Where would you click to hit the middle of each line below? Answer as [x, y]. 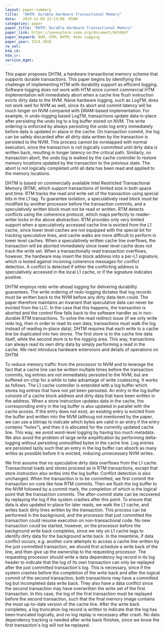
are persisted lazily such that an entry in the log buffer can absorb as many [81, 448]
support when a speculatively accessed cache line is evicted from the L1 [78, 225]
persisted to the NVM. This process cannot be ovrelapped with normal [76, 142]
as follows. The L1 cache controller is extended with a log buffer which [76, 385]
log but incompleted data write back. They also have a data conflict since [79, 583]
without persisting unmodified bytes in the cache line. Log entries [88, 443]
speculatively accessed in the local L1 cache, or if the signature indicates [79, 272]
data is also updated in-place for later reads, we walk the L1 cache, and [77, 505]
